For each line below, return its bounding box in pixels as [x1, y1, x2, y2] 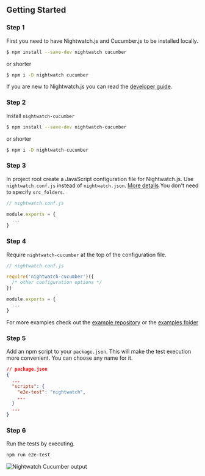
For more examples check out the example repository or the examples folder [6, 318, 199, 326]
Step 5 [6, 333, 26, 342]
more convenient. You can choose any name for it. [6, 354, 133, 362]
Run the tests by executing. [6, 440, 75, 447]
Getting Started [6, 5, 67, 15]
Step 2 [6, 98, 26, 106]
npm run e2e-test [6, 452, 51, 458]
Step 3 [6, 162, 26, 170]
